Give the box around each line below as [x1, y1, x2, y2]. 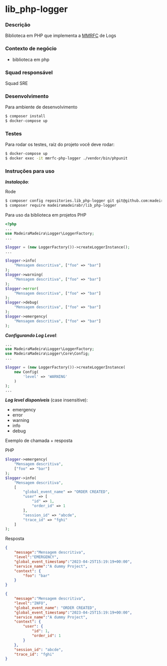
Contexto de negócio [5, 45, 57, 52]
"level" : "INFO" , [14, 601, 48, 606]
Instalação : [5, 179, 29, 185]
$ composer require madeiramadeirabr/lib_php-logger [5, 203, 117, 208]
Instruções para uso [5, 168, 55, 175]
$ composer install [5, 114, 46, 119]
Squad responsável [5, 69, 53, 76]
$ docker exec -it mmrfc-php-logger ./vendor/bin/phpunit [5, 156, 128, 161]
